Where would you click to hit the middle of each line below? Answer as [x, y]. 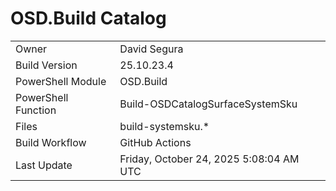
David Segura [151, 49]
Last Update [44, 165]
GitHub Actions [155, 142]
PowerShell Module [61, 81]
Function [36, 110]
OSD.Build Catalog [88, 18]
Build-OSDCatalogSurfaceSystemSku [208, 104]
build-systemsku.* [164, 126]
